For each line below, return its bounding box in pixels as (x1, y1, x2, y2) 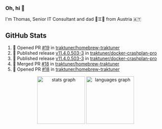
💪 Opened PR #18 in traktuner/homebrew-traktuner (12, 66, 120, 73)
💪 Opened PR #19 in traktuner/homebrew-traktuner (12, 45, 120, 51)
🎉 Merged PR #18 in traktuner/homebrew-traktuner (12, 61, 120, 67)
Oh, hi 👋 (5, 5, 25, 12)
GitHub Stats (5, 31, 47, 40)
